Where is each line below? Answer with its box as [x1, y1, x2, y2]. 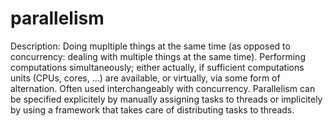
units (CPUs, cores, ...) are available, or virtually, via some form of [10, 72, 281, 84]
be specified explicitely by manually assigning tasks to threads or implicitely [10, 93, 323, 105]
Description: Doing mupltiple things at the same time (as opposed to [10, 40, 291, 52]
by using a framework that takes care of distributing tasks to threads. [10, 103, 295, 116]
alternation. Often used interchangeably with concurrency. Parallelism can [10, 82, 316, 94]
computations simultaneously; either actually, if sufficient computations [10, 61, 305, 73]
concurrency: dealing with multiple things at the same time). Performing [10, 50, 306, 62]
